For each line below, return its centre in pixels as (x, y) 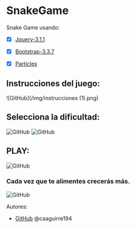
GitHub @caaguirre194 (43, 218)
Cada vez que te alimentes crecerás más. (68, 182)
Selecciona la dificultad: (53, 117)
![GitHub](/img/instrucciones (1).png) (53, 98)
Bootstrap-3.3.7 (35, 52)
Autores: (17, 206)
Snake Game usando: (33, 27)
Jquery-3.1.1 (30, 39)
